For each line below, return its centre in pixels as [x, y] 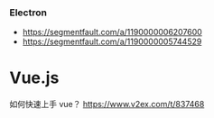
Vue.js [34, 78]
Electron [28, 13]
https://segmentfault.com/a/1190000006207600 [112, 32]
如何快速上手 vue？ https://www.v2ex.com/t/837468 [107, 104]
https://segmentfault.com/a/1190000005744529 [112, 41]
